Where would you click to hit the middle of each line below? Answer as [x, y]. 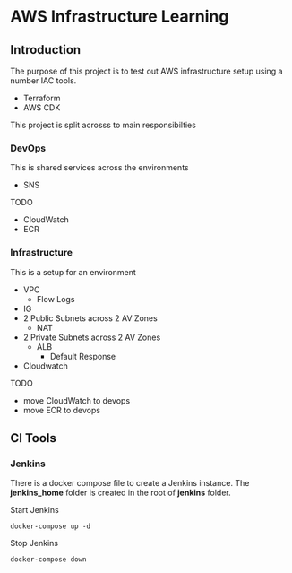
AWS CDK [42, 108]
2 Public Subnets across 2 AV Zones [90, 318]
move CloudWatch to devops [77, 400]
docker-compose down [49, 560]
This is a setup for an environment [73, 272]
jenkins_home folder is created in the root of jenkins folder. [120, 493]
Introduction [46, 50]
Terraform [42, 98]
